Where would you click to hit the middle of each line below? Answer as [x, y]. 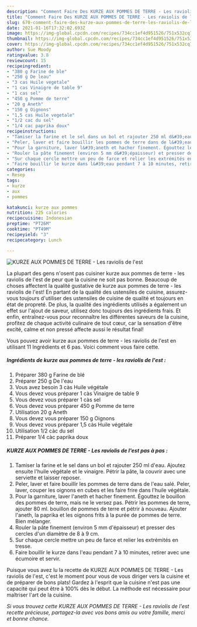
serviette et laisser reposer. [48, 478]
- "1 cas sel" [24, 93]
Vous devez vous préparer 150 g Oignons [65, 418]
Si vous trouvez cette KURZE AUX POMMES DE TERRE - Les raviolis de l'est [98, 606]
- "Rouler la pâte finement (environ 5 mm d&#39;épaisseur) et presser [96, 153]
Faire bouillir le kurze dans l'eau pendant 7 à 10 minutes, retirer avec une [102, 553]
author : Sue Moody [29, 50]
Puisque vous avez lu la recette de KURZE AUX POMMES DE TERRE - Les [95, 570]
